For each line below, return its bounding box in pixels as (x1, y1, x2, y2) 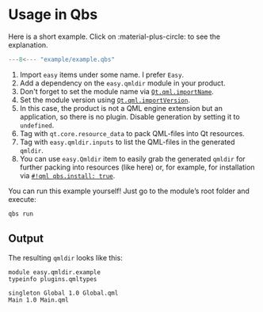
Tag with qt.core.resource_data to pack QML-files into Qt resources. (19, 128, 246, 138)
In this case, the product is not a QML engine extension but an (19, 103, 223, 112)
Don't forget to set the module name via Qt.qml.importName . (19, 86, 214, 96)
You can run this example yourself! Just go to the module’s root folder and (8, 186, 250, 196)
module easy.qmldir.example (8, 268, 101, 276)
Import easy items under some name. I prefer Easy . (19, 70, 185, 79)
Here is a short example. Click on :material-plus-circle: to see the (8, 32, 220, 41)
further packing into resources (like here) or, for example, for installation (19, 162, 255, 172)
